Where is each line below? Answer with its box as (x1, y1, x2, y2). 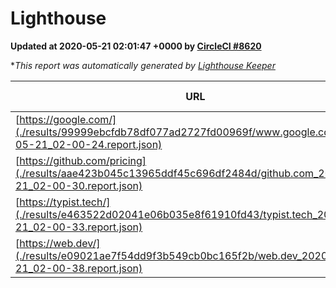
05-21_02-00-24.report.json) (15, 137, 163, 151)
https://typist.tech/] (19, 195, 111, 209)
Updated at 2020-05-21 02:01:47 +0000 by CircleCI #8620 (10, 40, 262, 52)
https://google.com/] (19, 112, 117, 126)
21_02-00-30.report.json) (15, 178, 143, 192)
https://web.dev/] (19, 236, 101, 250)
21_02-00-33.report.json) (15, 220, 143, 234)
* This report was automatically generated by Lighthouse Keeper (10, 59, 276, 71)
